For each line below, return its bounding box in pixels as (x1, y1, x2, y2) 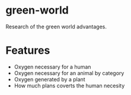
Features (5, 44, 50, 57)
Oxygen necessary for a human (14, 63, 91, 70)
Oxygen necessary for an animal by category (14, 69, 124, 77)
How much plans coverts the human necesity (14, 82, 125, 89)
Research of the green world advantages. (5, 23, 107, 30)
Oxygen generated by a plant (14, 76, 85, 83)
